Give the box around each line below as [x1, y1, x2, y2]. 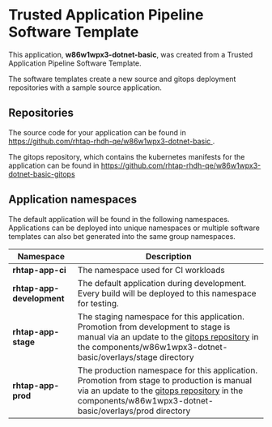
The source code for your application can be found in [8, 127, 186, 137]
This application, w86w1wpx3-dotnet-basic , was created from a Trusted [8, 49, 253, 59]
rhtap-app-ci [12, 264, 66, 275]
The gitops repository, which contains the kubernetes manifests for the [8, 152, 245, 161]
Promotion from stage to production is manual [77, 374, 253, 386]
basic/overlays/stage [77, 351, 158, 362]
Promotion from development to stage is [77, 321, 231, 332]
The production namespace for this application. [77, 365, 257, 376]
